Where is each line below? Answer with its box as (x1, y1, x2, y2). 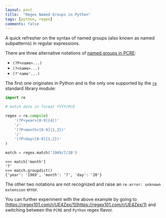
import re (5, 95, 26, 100)
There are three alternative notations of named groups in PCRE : (5, 50, 136, 56)
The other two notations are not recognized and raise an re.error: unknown (5, 181, 161, 187)
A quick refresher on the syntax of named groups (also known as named (5, 35, 155, 41)
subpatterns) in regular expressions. (5, 41, 80, 47)
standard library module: (5, 86, 56, 92)
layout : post (5, 7, 33, 13)
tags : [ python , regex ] (5, 17, 53, 22)
